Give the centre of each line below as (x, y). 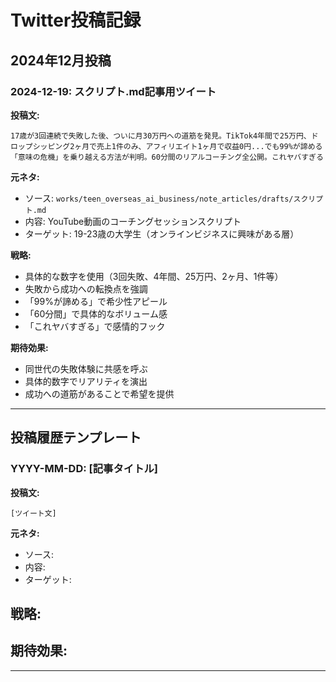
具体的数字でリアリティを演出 (86, 381)
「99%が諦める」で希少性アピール (96, 301)
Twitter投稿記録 (76, 20)
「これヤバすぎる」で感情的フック (95, 326)
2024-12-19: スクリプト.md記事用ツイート (113, 91)
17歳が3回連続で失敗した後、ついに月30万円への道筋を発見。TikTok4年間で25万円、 (161, 136)
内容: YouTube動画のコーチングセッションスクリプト (133, 221)
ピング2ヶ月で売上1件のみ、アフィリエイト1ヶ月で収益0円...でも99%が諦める (185, 146)
